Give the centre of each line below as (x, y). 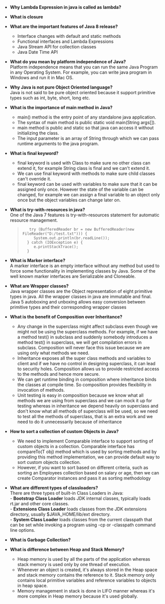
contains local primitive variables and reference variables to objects (87, 580)
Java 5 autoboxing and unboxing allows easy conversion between (78, 302)
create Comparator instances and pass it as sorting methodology (84, 478)
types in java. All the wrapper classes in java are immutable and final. (81, 297)
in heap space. (33, 586)
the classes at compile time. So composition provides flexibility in (84, 385)
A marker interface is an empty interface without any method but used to (84, 266)
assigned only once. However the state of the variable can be (80, 189)
